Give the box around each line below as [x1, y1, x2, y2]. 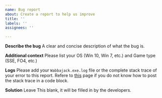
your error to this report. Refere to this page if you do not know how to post [5, 73, 157, 78]
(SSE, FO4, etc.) [5, 58, 38, 64]
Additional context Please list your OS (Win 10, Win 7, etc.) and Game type [5, 52, 156, 59]
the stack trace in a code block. [5, 78, 69, 84]
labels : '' [5, 21, 27, 26]
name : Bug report [5, 7, 41, 12]
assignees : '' [5, 25, 34, 30]
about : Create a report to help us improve [5, 12, 95, 17]
